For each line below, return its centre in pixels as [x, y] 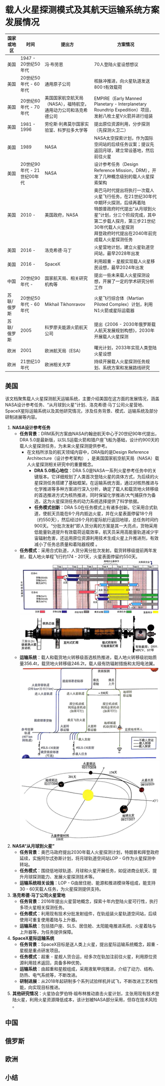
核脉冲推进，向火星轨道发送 [122, 81]
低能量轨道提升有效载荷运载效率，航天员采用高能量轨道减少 [94, 532]
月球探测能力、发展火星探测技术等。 [60, 877]
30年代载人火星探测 [114, 227]
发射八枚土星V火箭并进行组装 [123, 116]
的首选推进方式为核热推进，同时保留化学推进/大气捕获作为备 [95, 495]
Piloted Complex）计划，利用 [123, 304]
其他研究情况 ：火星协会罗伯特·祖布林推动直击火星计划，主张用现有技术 [83, 993]
